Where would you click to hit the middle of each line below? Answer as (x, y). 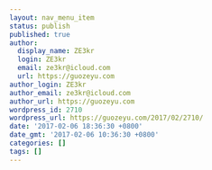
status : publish (40, 26)
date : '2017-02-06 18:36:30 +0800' (76, 127)
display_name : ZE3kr (56, 51)
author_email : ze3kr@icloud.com (70, 93)
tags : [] (26, 151)
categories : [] (38, 143)
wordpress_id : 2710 (46, 110)
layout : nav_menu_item (52, 18)
